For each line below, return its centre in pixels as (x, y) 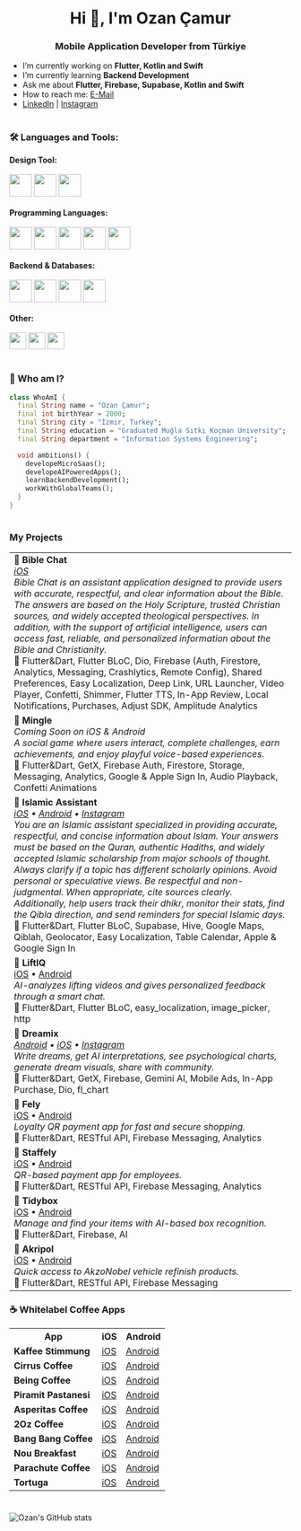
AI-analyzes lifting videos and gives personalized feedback (140, 985)
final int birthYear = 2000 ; (72, 414)
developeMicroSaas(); (65, 463)
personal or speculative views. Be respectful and (116, 881)
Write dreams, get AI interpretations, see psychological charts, (146, 1056)
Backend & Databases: (52, 266)
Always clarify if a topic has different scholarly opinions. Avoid (146, 869)
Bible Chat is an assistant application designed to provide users (148, 582)
